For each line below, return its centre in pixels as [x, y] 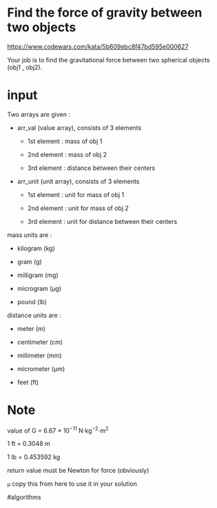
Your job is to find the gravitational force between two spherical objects [108, 59]
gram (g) [30, 261]
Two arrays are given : [39, 114]
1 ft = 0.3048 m [29, 444]
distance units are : [34, 315]
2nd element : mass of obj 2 [67, 154]
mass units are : [30, 235]
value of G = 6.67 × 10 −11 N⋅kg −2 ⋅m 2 [58, 430]
